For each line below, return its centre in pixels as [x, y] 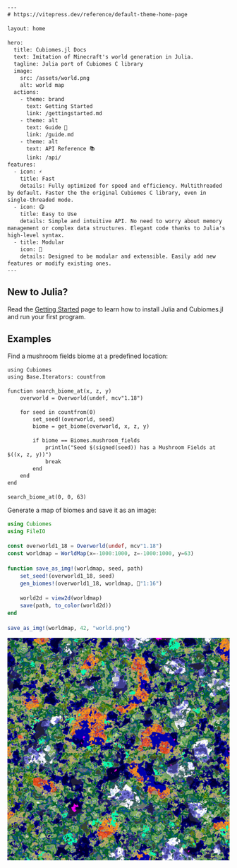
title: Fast [37, 179]
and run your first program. [47, 316]
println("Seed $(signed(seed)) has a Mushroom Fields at [130, 447]
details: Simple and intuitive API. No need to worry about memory [121, 221]
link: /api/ [43, 157]
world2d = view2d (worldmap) [61, 598]
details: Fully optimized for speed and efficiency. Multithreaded [121, 186]
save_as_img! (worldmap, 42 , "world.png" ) [69, 628]
